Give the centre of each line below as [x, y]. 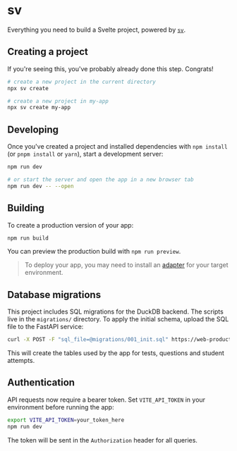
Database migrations [54, 295]
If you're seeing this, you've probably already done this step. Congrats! [110, 68]
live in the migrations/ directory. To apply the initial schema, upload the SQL [118, 319]
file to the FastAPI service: [45, 327]
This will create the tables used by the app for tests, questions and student [116, 353]
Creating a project [48, 52]
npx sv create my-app [39, 108]
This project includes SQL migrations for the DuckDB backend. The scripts [115, 311]
